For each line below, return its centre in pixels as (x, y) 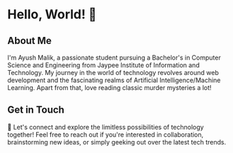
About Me (29, 41)
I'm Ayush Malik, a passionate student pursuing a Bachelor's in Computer (114, 57)
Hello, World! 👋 (52, 15)
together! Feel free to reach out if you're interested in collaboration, (106, 135)
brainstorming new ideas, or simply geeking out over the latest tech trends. (117, 142)
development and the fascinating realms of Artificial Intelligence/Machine (114, 80)
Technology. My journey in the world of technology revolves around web (113, 73)
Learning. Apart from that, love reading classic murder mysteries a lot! (109, 87)
